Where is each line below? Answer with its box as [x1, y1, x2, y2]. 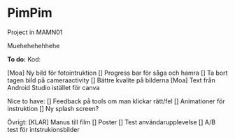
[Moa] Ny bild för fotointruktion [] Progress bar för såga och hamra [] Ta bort [7, 68, 228, 77]
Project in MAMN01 [7, 28, 63, 36]
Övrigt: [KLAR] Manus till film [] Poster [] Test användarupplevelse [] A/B [7, 117, 215, 126]
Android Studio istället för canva [7, 83, 100, 92]
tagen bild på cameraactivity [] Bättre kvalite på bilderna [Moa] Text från [7, 75, 215, 85]
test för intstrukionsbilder [7, 125, 80, 133]
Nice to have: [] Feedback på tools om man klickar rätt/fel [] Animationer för [7, 96, 225, 105]
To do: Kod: [7, 54, 41, 64]
